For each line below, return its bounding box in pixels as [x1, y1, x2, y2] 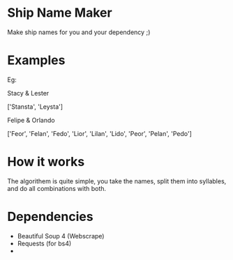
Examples [7, 52, 66, 68]
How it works [7, 154, 85, 170]
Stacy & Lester [7, 89, 50, 97]
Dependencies [7, 209, 93, 224]
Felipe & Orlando [7, 116, 55, 124]
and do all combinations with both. [7, 184, 107, 192]
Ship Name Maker [7, 5, 113, 21]
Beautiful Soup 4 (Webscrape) [17, 231, 105, 240]
